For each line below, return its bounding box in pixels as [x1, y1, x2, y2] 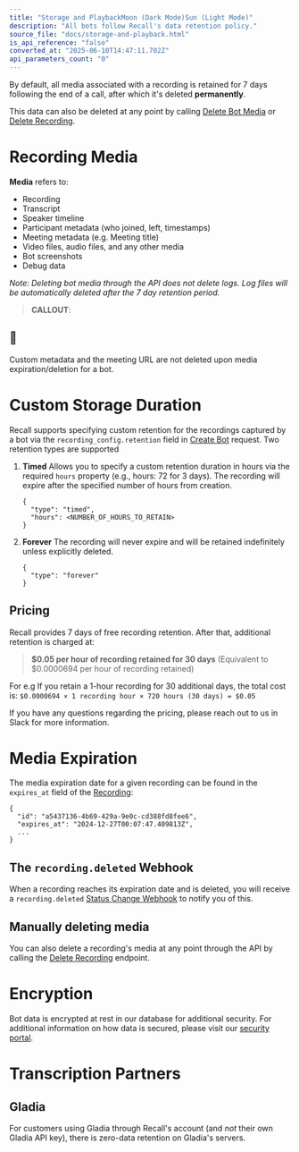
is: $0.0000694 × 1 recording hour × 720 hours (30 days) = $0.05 [9, 690, 256, 700]
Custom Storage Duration [9, 394, 203, 415]
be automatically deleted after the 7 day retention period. [9, 287, 220, 298]
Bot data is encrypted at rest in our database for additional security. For [9, 1013, 272, 1024]
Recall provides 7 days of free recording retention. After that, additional [9, 627, 270, 638]
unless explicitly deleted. [21, 546, 114, 556]
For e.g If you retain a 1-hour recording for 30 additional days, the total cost [9, 681, 287, 691]
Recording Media [9, 147, 138, 167]
